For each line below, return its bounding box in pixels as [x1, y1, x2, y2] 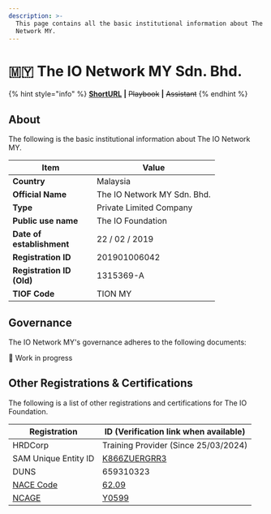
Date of [12, 229, 42, 240]
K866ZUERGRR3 [102, 452, 167, 464]
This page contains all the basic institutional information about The [15, 19, 264, 28]
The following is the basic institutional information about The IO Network [8, 135, 251, 144]
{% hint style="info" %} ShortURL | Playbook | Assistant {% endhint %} [8, 89, 248, 99]
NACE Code [12, 479, 58, 490]
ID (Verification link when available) [104, 426, 246, 437]
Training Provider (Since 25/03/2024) [102, 439, 248, 451]
